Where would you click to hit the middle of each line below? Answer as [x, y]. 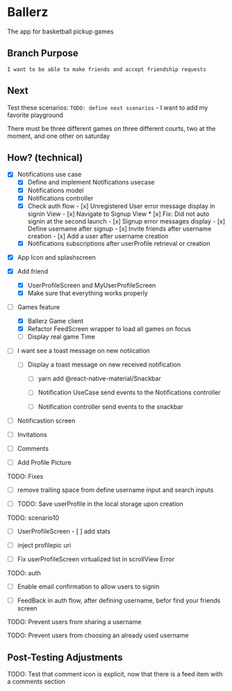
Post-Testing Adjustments [65, 657]
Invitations [32, 434]
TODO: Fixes [25, 476]
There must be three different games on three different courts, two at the [111, 128]
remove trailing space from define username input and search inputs [115, 490]
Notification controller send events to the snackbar [111, 406]
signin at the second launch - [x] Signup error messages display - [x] [126, 221]
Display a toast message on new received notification [104, 365]
